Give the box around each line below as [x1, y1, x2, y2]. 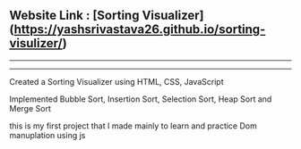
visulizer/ [9, 36, 63, 51]
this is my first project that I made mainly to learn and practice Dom [9, 120, 257, 131]
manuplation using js [9, 129, 86, 140]
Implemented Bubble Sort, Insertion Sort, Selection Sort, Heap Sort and [9, 94, 272, 104]
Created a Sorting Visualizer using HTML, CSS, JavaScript [9, 76, 224, 87]
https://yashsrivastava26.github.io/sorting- [13, 22, 266, 37]
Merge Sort [9, 103, 51, 113]
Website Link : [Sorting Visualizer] [9, 8, 204, 23]
